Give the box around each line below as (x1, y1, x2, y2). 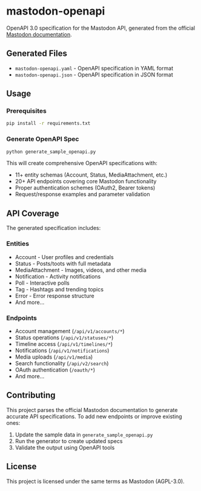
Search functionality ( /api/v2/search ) (15, 359, 109, 367)
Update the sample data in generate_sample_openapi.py (15, 431, 153, 438)
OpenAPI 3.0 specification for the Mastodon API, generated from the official (6, 24, 196, 32)
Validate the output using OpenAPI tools (15, 444, 115, 451)
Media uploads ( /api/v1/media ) (15, 353, 93, 361)
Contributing (6, 390, 56, 401)
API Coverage (6, 208, 59, 218)
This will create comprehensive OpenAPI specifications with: (6, 160, 157, 167)
